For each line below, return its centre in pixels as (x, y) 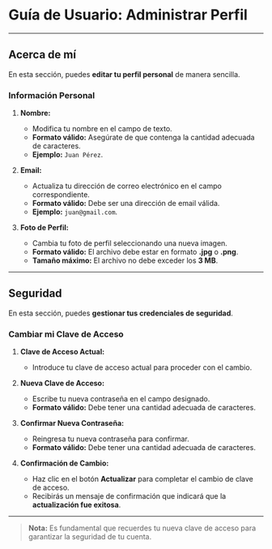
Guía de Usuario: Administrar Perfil (128, 15)
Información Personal (52, 95)
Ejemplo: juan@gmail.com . (75, 212)
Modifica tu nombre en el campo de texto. (102, 129)
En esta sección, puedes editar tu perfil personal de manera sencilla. (124, 74)
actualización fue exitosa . (76, 505)
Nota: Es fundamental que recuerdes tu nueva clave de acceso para (142, 528)
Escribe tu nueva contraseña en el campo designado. (121, 399)
